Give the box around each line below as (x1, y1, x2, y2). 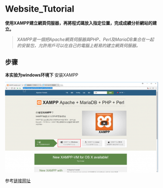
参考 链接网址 (5, 177, 31, 183)
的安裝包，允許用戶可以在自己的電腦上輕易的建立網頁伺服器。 (16, 42, 141, 48)
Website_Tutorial (5, 3, 74, 15)
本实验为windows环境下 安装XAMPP (5, 72, 79, 78)
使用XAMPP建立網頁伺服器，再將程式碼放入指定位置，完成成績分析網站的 (5, 20, 153, 26)
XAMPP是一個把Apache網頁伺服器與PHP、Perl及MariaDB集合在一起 (16, 36, 154, 42)
